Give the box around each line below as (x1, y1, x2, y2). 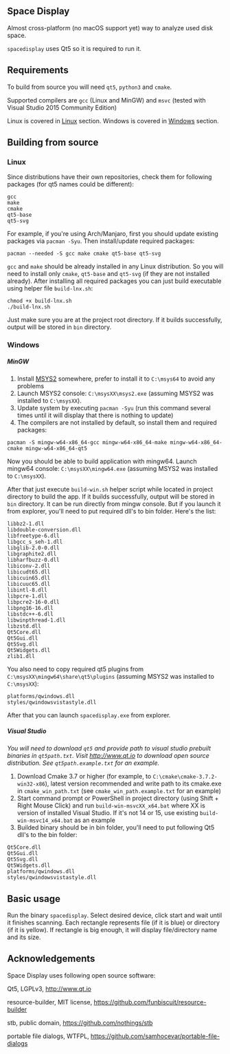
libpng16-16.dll (7, 605, 54, 612)
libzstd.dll (7, 623, 41, 630)
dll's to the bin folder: (16, 831, 78, 839)
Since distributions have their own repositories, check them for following (7, 173, 212, 181)
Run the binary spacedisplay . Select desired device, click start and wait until (7, 911, 222, 919)
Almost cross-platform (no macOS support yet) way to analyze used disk (7, 23, 214, 32)
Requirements (7, 65, 69, 76)
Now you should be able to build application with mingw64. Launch (7, 457, 197, 465)
